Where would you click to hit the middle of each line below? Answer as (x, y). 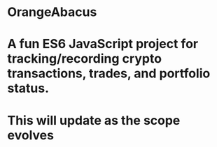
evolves (31, 135)
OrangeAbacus (52, 12)
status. (28, 88)
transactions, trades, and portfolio (109, 73)
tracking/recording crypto (85, 59)
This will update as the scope (94, 120)
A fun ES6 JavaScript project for (103, 44)
